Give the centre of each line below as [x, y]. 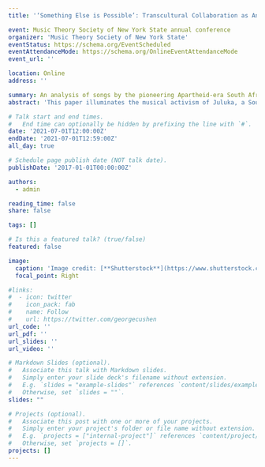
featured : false [35, 247]
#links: [21, 290]
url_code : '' [30, 326]
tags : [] [22, 225]
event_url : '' [32, 59]
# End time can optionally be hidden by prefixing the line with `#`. [130, 124]
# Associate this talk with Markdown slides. [88, 371]
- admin [28, 189]
